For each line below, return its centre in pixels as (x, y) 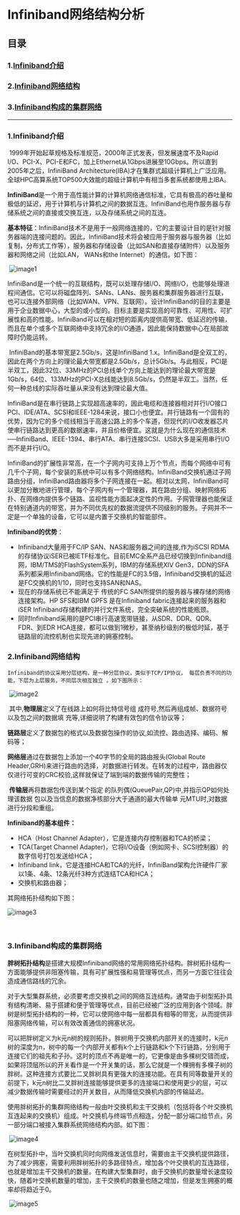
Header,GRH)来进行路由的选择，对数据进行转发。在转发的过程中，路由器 (114, 766)
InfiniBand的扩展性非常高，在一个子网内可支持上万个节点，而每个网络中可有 (119, 463)
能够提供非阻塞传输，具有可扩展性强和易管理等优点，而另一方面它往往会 (126, 971)
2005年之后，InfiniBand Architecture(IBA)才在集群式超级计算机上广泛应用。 (119, 171)
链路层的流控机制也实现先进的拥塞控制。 (77, 636)
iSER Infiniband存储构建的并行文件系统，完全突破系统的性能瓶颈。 (115, 610)
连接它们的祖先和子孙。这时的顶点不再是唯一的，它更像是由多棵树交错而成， (120, 1056)
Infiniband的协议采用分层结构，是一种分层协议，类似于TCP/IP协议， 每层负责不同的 (117, 673)
